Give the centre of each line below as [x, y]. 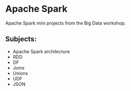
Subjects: [21, 39]
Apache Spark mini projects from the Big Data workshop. [65, 23]
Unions [20, 73]
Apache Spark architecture [41, 51]
